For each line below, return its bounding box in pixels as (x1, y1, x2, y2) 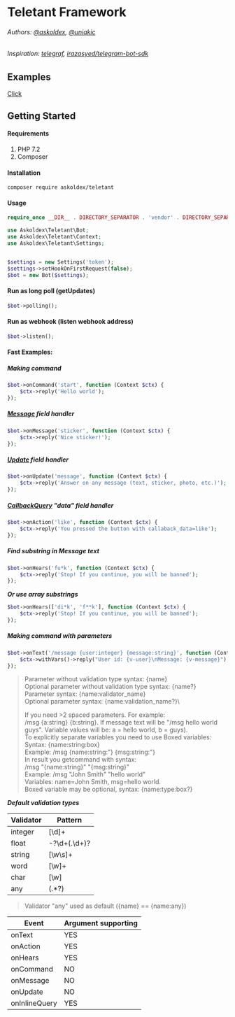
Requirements (7, 129, 50, 138)
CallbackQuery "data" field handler (7, 501, 114, 509)
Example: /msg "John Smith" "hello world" (24, 770, 145, 778)
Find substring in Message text (7, 547, 100, 555)
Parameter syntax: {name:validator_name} (24, 690, 146, 698)
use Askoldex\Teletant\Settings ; (7, 240, 105, 247)
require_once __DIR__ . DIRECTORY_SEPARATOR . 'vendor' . (7, 214, 180, 221)
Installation (7, 169, 41, 177)
